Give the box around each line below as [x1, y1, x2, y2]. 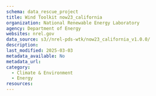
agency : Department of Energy [6, 25, 82, 32]
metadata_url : [6, 58, 42, 64]
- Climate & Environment [11, 70, 73, 76]
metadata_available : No [6, 53, 65, 59]
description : [6, 42, 39, 48]
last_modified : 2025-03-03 [6, 48, 73, 54]
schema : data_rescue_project [6, 8, 79, 15]
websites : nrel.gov [6, 31, 55, 37]
